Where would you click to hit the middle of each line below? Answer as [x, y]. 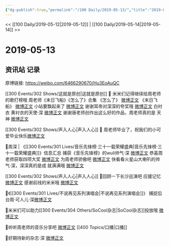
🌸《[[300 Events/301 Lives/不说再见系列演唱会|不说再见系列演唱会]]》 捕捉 [81, 193]
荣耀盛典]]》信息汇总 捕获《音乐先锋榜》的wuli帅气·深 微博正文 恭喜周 [91, 153]
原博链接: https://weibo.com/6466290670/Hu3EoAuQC [62, 83]
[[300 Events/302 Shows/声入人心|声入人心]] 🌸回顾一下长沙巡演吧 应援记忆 [83, 176]
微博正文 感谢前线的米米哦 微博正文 [42, 182]
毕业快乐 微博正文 [27, 136]
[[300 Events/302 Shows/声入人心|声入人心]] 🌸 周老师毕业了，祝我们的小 [81, 130]
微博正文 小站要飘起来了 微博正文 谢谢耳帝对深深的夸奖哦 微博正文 [83, 106]
